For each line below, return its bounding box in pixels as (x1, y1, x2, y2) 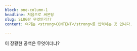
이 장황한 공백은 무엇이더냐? (5, 40, 60, 46)
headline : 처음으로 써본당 (5, 12, 54, 17)
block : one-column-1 (5, 7, 49, 13)
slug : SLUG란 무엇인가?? (5, 17, 52, 22)
